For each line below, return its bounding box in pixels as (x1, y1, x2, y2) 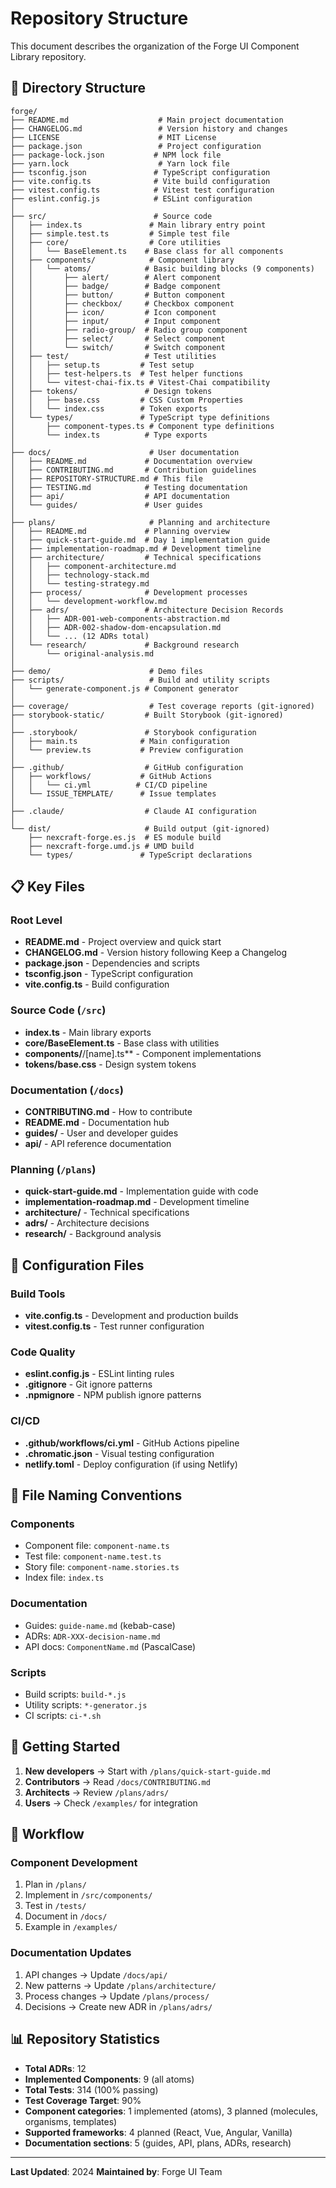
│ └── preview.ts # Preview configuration (10, 745, 244, 755)
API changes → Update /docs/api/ (24, 1968, 168, 1981)
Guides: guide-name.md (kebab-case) (24, 1619, 176, 1631)
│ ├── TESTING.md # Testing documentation (10, 482, 248, 492)
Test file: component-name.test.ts (24, 1550, 162, 1562)
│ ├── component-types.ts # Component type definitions (10, 421, 275, 431)
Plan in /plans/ (24, 1878, 87, 1891)
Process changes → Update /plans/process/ (24, 1990, 210, 2002)
